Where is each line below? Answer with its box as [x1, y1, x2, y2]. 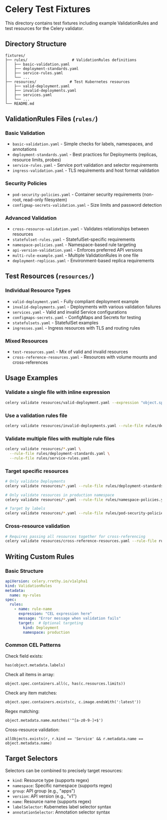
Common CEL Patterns [5, 642, 61, 649]
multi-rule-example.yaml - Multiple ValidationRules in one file [12, 252, 139, 258]
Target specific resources [5, 467, 69, 474]
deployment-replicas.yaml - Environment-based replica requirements [12, 258, 155, 264]
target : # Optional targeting [18, 620, 83, 625]
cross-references [12, 360, 48, 366]
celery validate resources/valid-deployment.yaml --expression [5, 400, 139, 405]
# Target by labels [5, 506, 46, 511]
